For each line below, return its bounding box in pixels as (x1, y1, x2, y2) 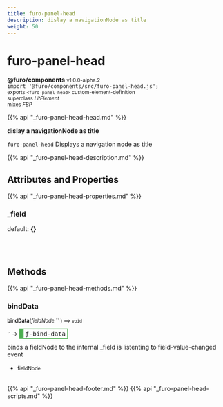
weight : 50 (7, 23, 39, 30)
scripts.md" (7, 392, 40, 400)
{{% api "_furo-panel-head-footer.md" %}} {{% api (7, 384, 152, 392)
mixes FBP (7, 101, 32, 108)
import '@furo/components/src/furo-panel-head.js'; (7, 83, 159, 90)
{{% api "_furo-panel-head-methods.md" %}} (7, 284, 137, 293)
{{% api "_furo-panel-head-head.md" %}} (7, 114, 126, 122)
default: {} (7, 225, 37, 233)
